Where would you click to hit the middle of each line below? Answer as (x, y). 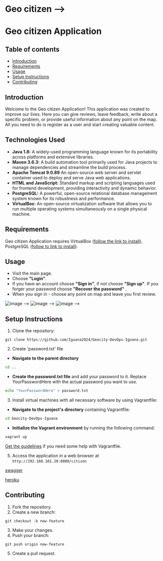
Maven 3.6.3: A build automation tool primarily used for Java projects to (85, 162)
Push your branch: (31, 535)
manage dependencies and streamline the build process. (69, 167)
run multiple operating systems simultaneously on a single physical (80, 209)
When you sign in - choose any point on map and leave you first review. (84, 294)
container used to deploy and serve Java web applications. (71, 177)
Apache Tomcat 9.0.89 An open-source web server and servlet (77, 173)
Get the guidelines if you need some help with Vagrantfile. (63, 446)
